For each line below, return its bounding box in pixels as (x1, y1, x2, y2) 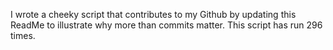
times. (10, 30, 36, 41)
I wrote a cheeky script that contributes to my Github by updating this (10, 9, 297, 20)
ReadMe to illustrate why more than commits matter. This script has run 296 (10, 19, 323, 31)
